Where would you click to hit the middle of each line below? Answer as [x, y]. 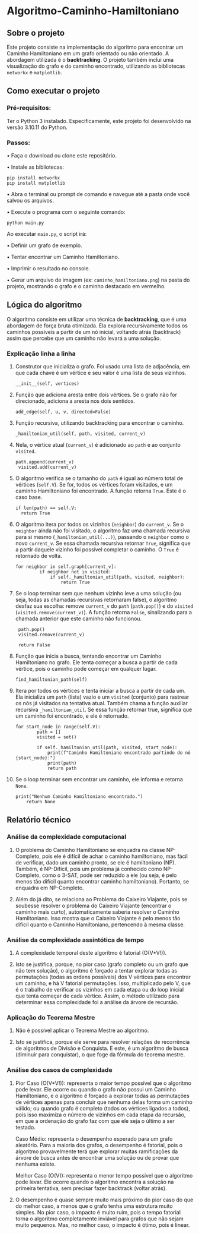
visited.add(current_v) [47, 468]
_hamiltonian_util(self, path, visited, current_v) [80, 434]
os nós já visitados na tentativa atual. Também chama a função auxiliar [102, 703]
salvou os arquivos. [31, 200]
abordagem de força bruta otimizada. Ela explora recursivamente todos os [97, 326]
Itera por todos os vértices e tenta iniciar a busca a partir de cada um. [100, 691]
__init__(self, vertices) [47, 384]
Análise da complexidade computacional [67, 837]
